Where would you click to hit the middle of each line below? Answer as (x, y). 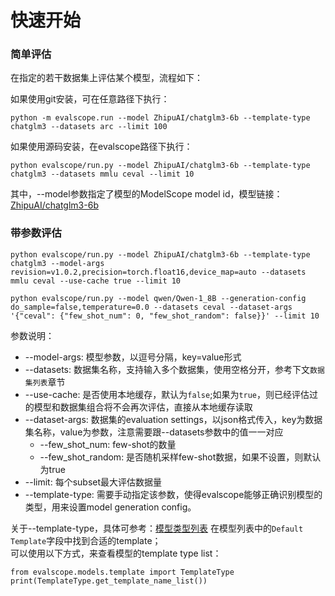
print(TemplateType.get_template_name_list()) (109, 581)
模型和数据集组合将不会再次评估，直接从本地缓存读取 (143, 407)
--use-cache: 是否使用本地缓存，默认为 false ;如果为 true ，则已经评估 (167, 394)
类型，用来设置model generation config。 (110, 507)
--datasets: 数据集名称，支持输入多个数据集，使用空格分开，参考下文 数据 (174, 369)
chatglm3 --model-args (57, 263)
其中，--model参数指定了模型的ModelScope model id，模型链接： (146, 194)
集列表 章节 (45, 382)
